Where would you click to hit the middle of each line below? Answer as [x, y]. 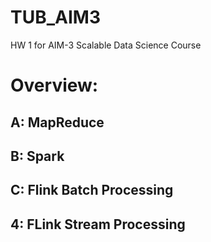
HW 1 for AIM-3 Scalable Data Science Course [106, 45]
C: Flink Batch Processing [92, 190]
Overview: [54, 85]
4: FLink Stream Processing [98, 224]
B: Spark [37, 156]
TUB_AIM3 [55, 17]
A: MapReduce [57, 122]
